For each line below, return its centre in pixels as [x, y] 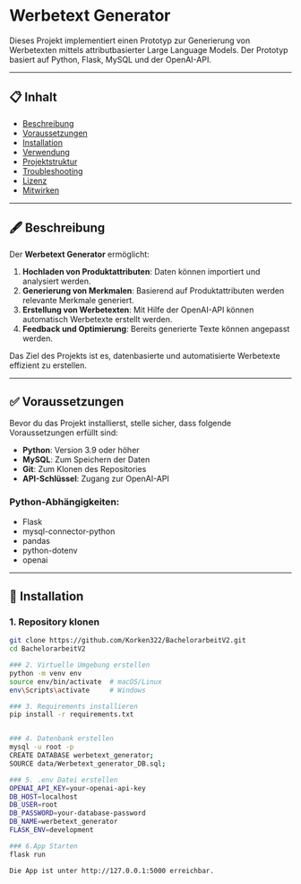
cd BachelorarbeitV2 [48, 649]
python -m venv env [46, 673]
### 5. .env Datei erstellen [64, 780]
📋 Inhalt [33, 97]
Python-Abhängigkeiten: [64, 502]
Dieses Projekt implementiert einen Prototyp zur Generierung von [130, 40]
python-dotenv [50, 550]
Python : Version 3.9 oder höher [81, 451]
